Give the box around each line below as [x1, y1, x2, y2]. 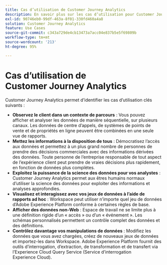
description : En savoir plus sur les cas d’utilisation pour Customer [5, 12, 155, 17]
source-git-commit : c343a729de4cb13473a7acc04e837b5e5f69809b [5, 30, 137, 35]
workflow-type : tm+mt [5, 35, 50, 40]
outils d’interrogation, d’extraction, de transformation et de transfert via [12, 244, 158, 250]
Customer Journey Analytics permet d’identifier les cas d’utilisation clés [5, 97, 153, 103]
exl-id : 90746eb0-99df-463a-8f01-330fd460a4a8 [5, 16, 103, 21]
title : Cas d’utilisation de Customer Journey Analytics [5, 7, 126, 12]
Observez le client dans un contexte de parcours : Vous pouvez [12, 112, 146, 118]
